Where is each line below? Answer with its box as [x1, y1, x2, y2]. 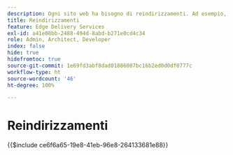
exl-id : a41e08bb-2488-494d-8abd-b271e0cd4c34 [7, 29, 146, 37]
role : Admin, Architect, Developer [7, 36, 111, 43]
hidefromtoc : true [7, 56, 61, 63]
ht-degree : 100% [7, 82, 55, 89]
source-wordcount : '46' [7, 75, 77, 82]
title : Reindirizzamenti [7, 17, 80, 24]
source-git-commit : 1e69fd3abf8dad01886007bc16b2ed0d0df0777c [7, 62, 192, 69]
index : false [7, 43, 45, 50]
